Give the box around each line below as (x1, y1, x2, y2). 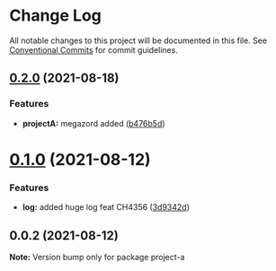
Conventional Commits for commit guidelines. (9, 44, 178, 55)
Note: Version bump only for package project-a (9, 251, 185, 262)
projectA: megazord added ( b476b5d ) (22, 118, 165, 128)
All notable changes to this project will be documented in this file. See (9, 35, 268, 46)
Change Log (9, 5, 102, 26)
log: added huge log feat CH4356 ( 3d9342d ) (22, 202, 191, 213)
